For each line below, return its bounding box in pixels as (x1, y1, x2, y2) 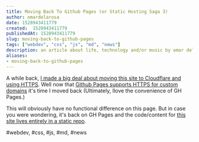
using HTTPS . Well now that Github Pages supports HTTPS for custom (6, 80, 178, 88)
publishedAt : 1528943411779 (6, 31, 76, 37)
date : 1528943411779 (6, 20, 57, 25)
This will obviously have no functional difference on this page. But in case (6, 105, 186, 112)
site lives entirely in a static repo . (6, 117, 86, 124)
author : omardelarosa (6, 14, 60, 20)
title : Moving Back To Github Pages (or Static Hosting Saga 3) (6, 8, 168, 15)
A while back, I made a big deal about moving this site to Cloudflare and (6, 75, 182, 82)
